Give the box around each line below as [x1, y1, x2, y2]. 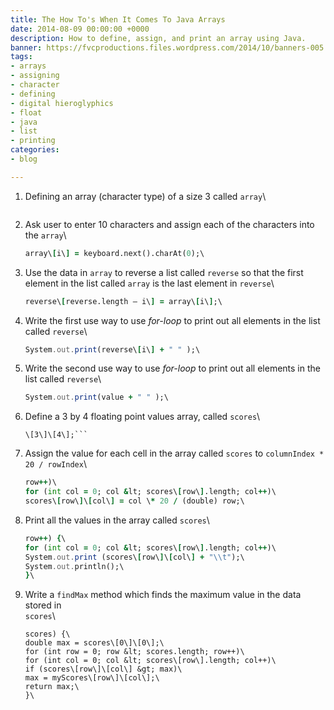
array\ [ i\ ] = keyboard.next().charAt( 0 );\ [24, 248, 205, 258]
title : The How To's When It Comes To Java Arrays [10, 14, 226, 25]
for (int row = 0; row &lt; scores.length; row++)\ [24, 647, 245, 657]
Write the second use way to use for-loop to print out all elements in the [24, 362, 321, 375]
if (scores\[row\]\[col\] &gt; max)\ [24, 664, 183, 675]
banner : [10, 42, 43, 53]
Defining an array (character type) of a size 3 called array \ [24, 190, 267, 202]
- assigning [10, 71, 60, 81]
